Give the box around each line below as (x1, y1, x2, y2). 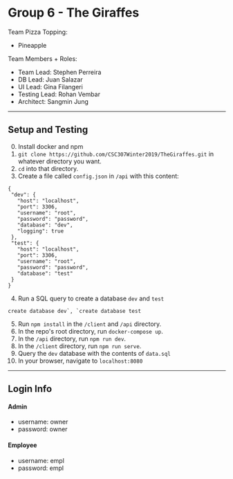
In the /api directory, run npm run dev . (17, 334, 127, 343)
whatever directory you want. (17, 157, 102, 165)
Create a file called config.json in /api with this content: (17, 172, 179, 180)
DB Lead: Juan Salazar (17, 75, 83, 84)
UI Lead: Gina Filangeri (17, 82, 84, 91)
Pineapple (17, 41, 47, 49)
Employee (8, 441, 37, 449)
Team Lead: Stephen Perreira (17, 68, 102, 76)
